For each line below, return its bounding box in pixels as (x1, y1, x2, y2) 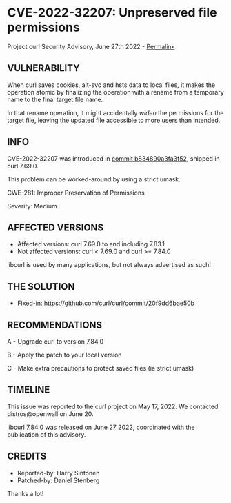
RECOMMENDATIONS (7, 319, 103, 331)
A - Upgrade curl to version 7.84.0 (7, 337, 104, 346)
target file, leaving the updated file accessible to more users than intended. (7, 116, 221, 124)
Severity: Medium (7, 201, 57, 210)
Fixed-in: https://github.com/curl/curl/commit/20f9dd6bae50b (17, 299, 195, 308)
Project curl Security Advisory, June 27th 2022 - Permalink (7, 42, 175, 50)
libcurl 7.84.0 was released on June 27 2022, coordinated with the (7, 423, 195, 431)
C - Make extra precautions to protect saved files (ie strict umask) (7, 364, 194, 372)
